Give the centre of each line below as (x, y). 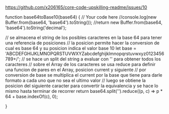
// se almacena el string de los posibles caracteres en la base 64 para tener (84, 38)
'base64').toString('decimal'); (36, 28)
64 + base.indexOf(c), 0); (32, 96)
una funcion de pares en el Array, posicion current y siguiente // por (76, 70)
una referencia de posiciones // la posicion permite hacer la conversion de (82, 43)
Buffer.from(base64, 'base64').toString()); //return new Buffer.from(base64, (84, 22)
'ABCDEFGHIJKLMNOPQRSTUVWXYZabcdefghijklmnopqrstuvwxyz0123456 (85, 53)
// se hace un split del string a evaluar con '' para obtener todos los (91, 59)
